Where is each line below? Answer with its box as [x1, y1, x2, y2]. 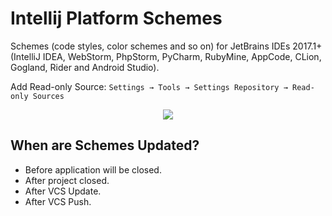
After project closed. [24, 174, 110, 186]
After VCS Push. [24, 195, 92, 207]
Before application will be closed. [24, 163, 162, 176]
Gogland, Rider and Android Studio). [10, 61, 160, 73]
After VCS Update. [24, 185, 102, 197]
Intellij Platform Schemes [10, 7, 223, 30]
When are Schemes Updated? [10, 137, 200, 154]
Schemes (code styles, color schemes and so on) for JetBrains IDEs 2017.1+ [10, 40, 323, 52]
